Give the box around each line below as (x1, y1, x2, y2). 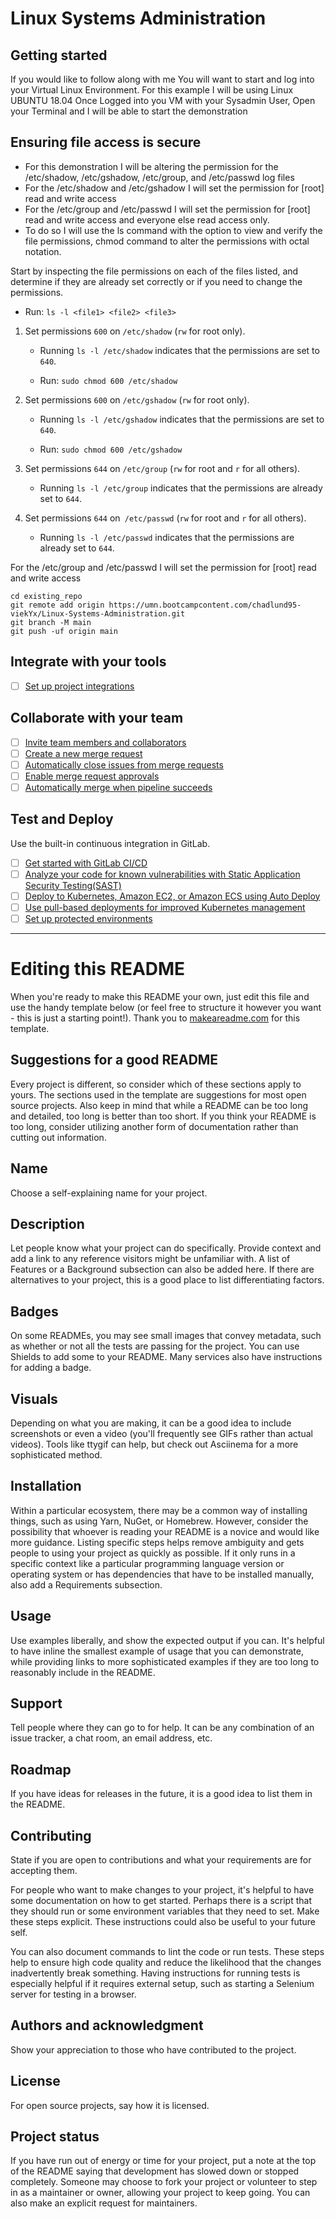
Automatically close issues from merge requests (24, 758, 224, 771)
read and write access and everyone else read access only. (24, 213, 270, 226)
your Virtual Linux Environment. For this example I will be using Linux (10, 84, 294, 96)
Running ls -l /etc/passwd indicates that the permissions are (39, 531, 295, 543)
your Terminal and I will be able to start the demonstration (10, 105, 248, 117)
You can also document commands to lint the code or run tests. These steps (10, 1946, 325, 1957)
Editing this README (10, 958, 186, 981)
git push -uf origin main (10, 626, 118, 636)
